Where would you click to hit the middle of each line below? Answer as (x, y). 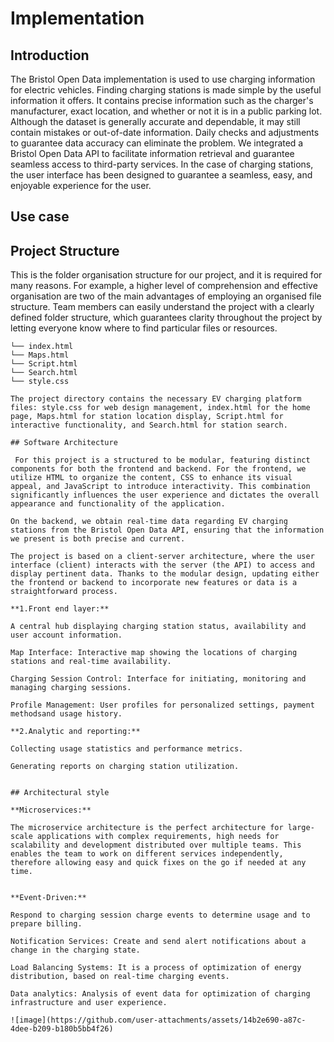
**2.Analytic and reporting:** (75, 732)
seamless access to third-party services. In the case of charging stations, (162, 164)
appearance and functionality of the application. (118, 504)
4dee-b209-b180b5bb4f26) (62, 1029)
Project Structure (65, 250)
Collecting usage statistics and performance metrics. (127, 749)
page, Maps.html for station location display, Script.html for (147, 417)
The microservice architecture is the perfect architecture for (147, 828)
